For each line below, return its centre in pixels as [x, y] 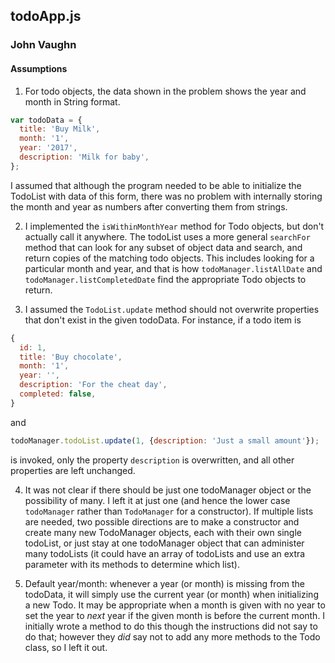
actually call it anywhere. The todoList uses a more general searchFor [167, 236]
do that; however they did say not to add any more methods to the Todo [172, 636]
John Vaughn [43, 45]
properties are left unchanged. [73, 470]
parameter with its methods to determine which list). [132, 564]
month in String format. [72, 101]
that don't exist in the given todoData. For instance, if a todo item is [163, 320]
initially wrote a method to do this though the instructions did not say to [171, 626]
